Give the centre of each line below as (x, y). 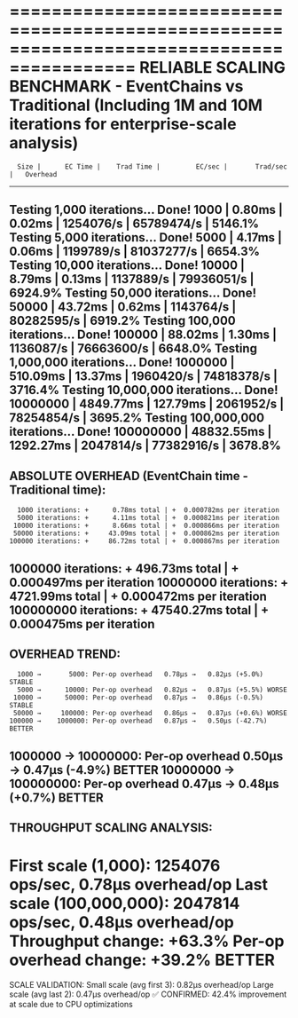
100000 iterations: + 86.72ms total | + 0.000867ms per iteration (144, 541)
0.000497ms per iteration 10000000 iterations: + (149, 582)
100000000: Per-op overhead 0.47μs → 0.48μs (144, 783)
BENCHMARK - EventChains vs (126, 87)
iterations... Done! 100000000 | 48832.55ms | (141, 432)
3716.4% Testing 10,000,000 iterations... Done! (144, 390)
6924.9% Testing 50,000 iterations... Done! (133, 293)
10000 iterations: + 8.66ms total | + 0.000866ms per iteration (146, 526)
